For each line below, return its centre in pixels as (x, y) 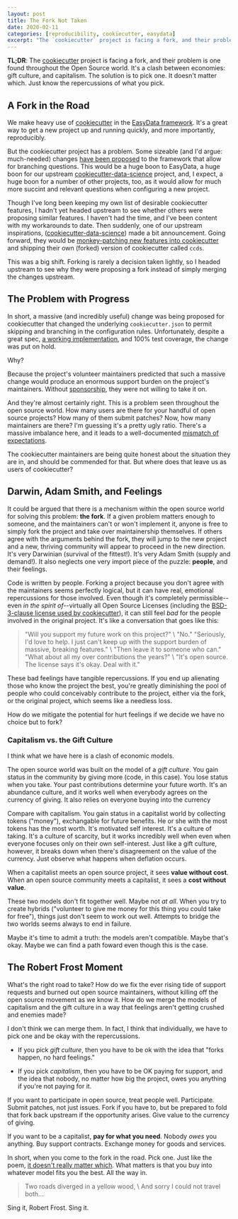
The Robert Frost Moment (65, 967)
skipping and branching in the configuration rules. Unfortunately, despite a (116, 331)
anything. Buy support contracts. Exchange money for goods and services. (117, 1144)
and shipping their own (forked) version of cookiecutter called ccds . (106, 248)
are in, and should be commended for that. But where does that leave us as (117, 461)
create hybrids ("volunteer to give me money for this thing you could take (114, 908)
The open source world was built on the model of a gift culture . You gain (113, 769)
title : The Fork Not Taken (47, 21)
